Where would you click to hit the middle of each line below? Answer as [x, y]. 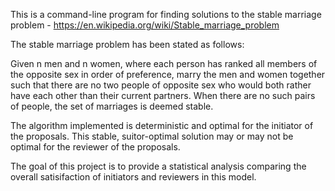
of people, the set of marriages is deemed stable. [112, 106]
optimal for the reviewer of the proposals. [95, 147]
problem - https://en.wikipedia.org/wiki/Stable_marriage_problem [145, 25]
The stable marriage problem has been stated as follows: [127, 44]
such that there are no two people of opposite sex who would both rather [161, 85]
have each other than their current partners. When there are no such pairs [163, 95]
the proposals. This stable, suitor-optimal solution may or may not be [152, 136]
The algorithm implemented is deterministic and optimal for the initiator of [162, 125]
